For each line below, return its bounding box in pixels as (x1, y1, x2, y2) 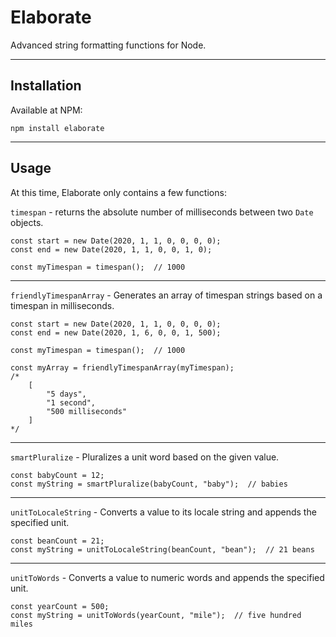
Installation (10, 77, 82, 95)
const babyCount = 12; (10, 470, 105, 480)
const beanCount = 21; (10, 536, 105, 546)
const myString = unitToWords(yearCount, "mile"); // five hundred (10, 610, 302, 620)
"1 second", (46, 397, 97, 408)
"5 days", (46, 389, 87, 399)
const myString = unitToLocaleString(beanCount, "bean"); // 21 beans (10, 544, 315, 555)
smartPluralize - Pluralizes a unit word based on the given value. (10, 451, 280, 463)
